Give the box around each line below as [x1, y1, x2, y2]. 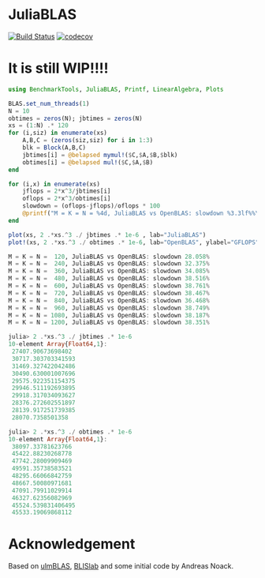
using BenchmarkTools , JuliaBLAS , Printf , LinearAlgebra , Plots [8, 85, 224, 93]
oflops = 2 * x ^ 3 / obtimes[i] [22, 195, 111, 203]
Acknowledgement [8, 535, 136, 554]
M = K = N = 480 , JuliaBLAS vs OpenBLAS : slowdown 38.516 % [8, 275, 211, 283]
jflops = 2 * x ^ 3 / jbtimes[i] [22, 187, 111, 195]
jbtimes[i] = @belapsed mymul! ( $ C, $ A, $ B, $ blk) [22, 151, 178, 159]
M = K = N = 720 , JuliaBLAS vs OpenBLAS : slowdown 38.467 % [8, 289, 211, 297]
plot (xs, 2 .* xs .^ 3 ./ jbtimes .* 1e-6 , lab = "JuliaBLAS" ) [8, 231, 207, 238]
